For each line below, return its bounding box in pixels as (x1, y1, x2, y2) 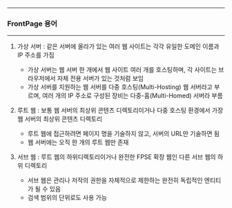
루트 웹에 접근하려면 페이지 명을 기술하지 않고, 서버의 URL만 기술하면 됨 (27, 129, 220, 138)
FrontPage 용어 (7, 19, 57, 28)
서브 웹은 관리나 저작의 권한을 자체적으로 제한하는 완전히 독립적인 (27, 176, 203, 185)
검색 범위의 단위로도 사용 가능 (27, 193, 107, 202)
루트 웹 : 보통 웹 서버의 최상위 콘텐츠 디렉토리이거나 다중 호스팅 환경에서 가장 (17, 106, 224, 115)
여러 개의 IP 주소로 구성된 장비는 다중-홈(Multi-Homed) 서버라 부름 (42, 91, 223, 100)
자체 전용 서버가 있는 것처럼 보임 (57, 74, 144, 83)
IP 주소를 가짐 (17, 51, 55, 59)
